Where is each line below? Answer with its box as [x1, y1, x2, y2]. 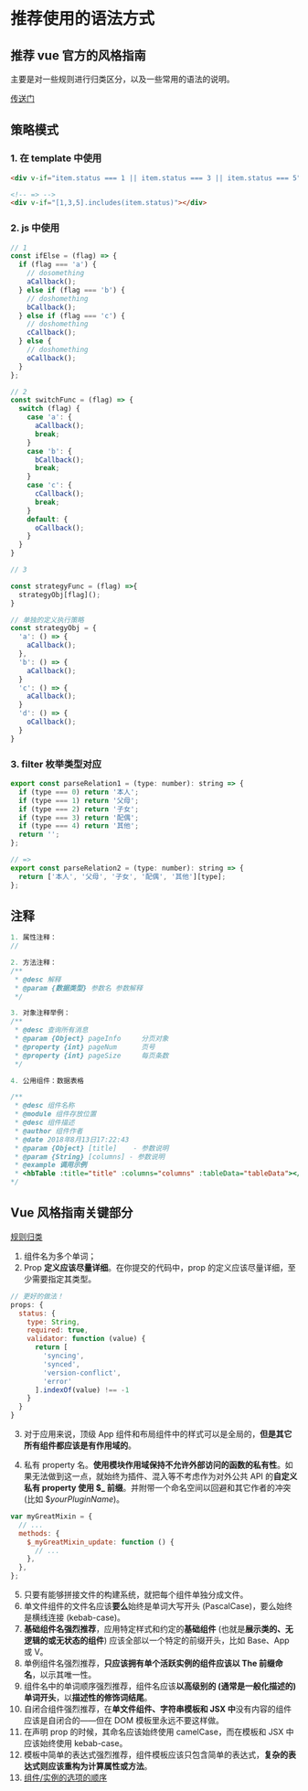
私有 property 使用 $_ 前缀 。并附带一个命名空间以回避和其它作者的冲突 [23, 1483, 292, 1494]
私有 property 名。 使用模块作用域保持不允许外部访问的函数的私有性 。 [23, 1460, 286, 1471]
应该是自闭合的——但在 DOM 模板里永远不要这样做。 [23, 1715, 225, 1726]
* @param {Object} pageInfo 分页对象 [14, 1035, 169, 1044]
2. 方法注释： [10, 958, 58, 968]
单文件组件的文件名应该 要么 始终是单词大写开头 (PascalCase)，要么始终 [23, 1601, 293, 1612]
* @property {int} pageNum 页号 [14, 1042, 155, 1052]
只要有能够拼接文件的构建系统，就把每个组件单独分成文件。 [23, 1589, 249, 1601]
